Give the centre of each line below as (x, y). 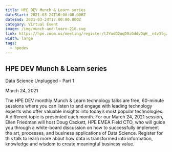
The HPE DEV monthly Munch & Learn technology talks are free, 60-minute (85, 100)
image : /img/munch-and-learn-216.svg (46, 29)
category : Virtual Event (32, 24)
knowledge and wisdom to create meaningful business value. (70, 144)
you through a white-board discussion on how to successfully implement (82, 128)
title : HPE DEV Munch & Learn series (46, 10)
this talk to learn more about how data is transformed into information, (79, 139)
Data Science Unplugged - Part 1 (40, 81)
